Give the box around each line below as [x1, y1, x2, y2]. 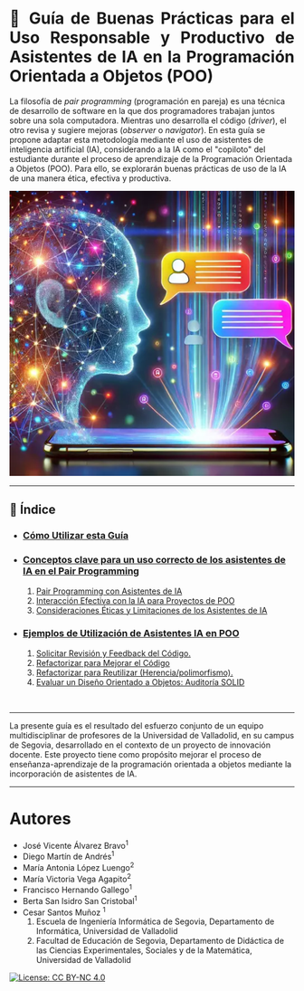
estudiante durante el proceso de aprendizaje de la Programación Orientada [9, 153, 292, 164]
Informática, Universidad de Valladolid [35, 926, 178, 937]
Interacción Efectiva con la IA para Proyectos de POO [35, 595, 235, 605]
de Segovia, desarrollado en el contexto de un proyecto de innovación [9, 739, 271, 750]
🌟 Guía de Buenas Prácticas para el [9, 8, 295, 29]
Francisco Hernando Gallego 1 [22, 882, 133, 895]
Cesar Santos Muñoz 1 [22, 905, 106, 918]
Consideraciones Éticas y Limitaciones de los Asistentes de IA [35, 605, 268, 615]
